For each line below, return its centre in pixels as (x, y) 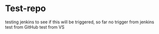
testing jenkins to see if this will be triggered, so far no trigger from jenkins (80, 22)
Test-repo (26, 8)
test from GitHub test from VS (35, 27)
